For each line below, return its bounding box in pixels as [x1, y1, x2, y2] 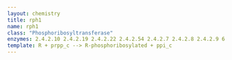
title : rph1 [7, 17, 42, 23]
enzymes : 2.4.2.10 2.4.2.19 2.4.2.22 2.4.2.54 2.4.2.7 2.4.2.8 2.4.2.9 [7, 36, 219, 43]
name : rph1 [7, 23, 39, 30]
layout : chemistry [7, 10, 60, 17]
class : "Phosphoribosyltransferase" [7, 29, 113, 37]
